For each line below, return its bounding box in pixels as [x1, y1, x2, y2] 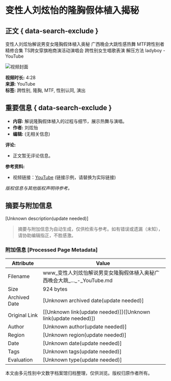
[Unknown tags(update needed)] [43, 348, 122, 355]
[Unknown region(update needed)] [43, 331, 127, 338]
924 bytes [43, 285, 68, 292]
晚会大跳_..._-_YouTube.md [48, 276, 113, 284]
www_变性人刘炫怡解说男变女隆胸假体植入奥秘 [43, 269, 155, 276]
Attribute [12, 260, 34, 267]
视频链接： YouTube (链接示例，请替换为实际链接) [12, 174, 116, 180]
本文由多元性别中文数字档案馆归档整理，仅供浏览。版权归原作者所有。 [5, 370, 153, 376]
